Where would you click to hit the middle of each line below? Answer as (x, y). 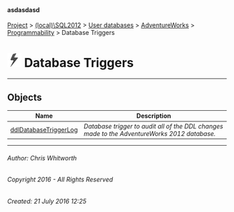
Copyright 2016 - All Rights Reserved (60, 180)
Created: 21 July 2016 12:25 (47, 202)
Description (154, 116)
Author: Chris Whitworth (42, 158)
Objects (25, 97)
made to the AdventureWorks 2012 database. (149, 133)
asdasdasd (24, 10)
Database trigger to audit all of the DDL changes (153, 126)
